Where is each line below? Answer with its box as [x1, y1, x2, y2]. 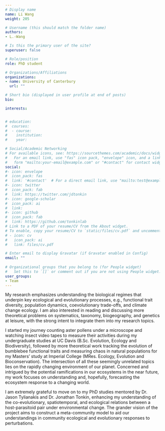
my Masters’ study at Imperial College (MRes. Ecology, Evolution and [5, 353, 144, 359]
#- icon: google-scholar [5, 196, 56, 201]
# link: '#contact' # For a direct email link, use [5, 178, 118, 183]
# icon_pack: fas [5, 174, 43, 179]
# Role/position [5, 56, 38, 61]
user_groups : [5, 273, 32, 279]
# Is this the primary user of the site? [5, 43, 91, 48]
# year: [5, 137, 27, 142]
